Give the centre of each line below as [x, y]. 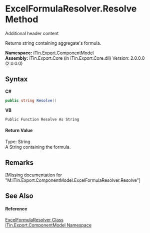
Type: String [18, 142]
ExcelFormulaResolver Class [34, 220]
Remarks [19, 163]
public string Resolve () [31, 100]
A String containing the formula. [38, 147]
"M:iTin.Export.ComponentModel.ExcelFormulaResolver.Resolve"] [73, 180]
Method [22, 19]
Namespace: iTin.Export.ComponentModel [49, 53]
